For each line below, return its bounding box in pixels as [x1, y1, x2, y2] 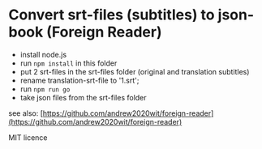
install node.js [19, 49, 67, 59]
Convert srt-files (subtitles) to [8, 6, 215, 24]
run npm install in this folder [19, 58, 118, 68]
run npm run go [19, 83, 71, 94]
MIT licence [8, 132, 48, 143]
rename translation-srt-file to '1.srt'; [19, 75, 140, 85]
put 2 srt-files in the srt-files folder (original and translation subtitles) [19, 66, 250, 76]
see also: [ [8, 108, 43, 118]
